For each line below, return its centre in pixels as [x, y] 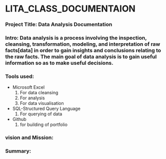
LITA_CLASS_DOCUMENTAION [70, 9]
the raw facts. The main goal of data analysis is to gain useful [81, 57]
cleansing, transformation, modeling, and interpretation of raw [83, 44]
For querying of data [41, 114]
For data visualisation [42, 103]
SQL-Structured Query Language [46, 109]
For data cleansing [39, 93]
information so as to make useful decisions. [59, 63]
